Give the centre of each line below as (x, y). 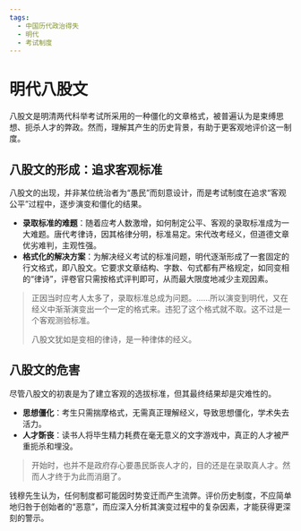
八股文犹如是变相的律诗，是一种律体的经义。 (114, 339)
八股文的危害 (45, 370)
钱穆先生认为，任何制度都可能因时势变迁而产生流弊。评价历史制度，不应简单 (150, 495)
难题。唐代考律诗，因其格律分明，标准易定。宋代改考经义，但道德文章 (159, 234)
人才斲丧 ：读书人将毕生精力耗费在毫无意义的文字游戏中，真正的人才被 (152, 434)
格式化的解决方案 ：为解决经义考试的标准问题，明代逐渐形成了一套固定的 (155, 257)
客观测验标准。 (67, 320)
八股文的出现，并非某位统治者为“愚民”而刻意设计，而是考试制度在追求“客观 (148, 193)
